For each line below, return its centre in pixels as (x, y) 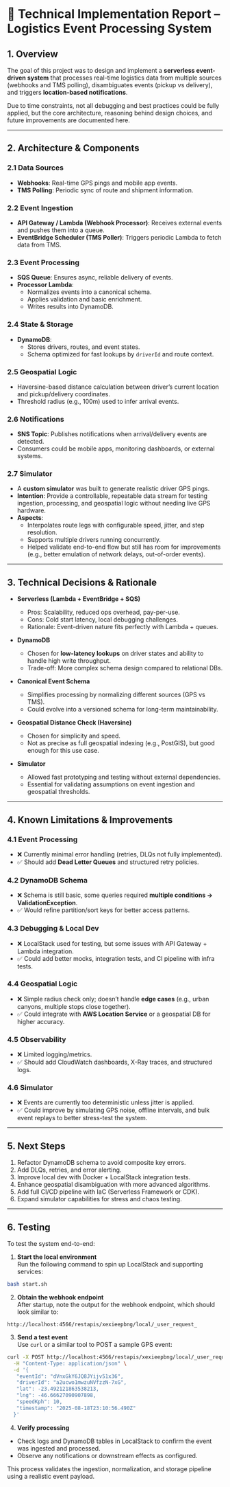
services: (30, 1272)
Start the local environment (57, 1257)
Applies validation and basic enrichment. (85, 299)
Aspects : (30, 518)
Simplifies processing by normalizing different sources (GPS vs (116, 695)
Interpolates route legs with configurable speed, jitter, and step (116, 525)
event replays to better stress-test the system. (82, 1118)
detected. (30, 442)
